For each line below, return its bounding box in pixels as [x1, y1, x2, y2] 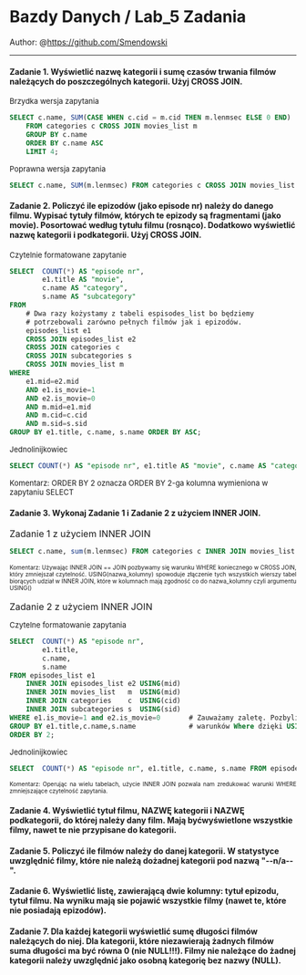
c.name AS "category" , [42, 284, 128, 293]
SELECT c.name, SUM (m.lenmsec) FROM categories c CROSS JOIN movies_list [9, 181, 296, 190]
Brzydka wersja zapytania [9, 96, 99, 107]
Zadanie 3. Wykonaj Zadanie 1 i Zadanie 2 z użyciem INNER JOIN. [9, 507, 261, 518]
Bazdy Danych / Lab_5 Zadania [9, 6, 247, 27]
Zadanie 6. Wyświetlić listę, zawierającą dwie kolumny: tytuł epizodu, [9, 886, 280, 897]
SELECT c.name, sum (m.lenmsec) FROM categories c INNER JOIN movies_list [9, 547, 296, 556]
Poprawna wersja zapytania [9, 163, 107, 174]
